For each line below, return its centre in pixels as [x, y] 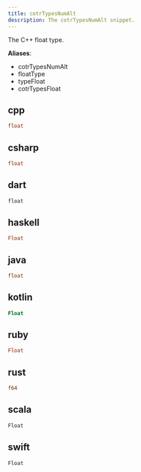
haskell [24, 222]
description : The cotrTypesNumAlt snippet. [72, 20]
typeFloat [31, 81]
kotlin [20, 298]
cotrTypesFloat [39, 88]
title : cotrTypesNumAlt [42, 13]
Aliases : [20, 53]
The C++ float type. [36, 39]
